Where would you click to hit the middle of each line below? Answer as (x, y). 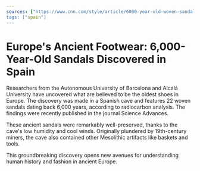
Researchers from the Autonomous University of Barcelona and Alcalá (92, 88)
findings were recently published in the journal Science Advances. (87, 113)
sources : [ (20, 12)
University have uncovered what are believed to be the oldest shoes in (93, 94)
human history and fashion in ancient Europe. (62, 161)
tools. (13, 144)
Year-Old (29, 59)
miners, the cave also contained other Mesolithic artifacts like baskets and (97, 138)
